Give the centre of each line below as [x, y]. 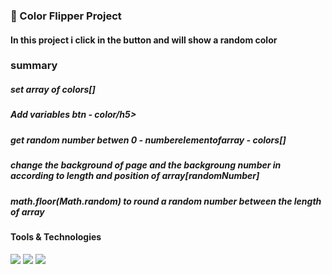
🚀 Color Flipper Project [66, 16]
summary [34, 66]
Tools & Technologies [56, 236]
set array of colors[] [53, 90]
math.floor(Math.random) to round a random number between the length [166, 201]
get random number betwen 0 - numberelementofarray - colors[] [148, 140]
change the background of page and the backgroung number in [146, 165]
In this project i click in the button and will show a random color [144, 40]
